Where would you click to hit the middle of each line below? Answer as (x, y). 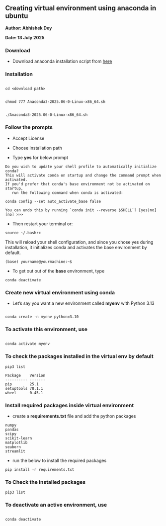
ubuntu (17, 16)
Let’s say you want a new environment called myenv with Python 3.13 (83, 303)
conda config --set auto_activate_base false (53, 201)
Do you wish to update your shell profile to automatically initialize (81, 167)
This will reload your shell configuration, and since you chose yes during (79, 242)
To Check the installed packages (45, 482)
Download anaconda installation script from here (62, 61)
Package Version (25, 375)
